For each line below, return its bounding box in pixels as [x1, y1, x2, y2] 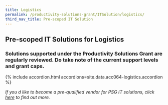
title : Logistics [5, 7, 42, 12]
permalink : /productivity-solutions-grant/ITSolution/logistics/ [5, 12, 144, 17]
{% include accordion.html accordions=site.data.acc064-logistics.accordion [5, 74, 163, 80]
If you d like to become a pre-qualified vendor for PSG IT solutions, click [5, 89, 154, 95]
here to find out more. [5, 94, 50, 100]
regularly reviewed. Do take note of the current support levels [5, 56, 158, 63]
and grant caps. [5, 62, 45, 69]
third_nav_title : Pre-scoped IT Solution [5, 16, 93, 21]
